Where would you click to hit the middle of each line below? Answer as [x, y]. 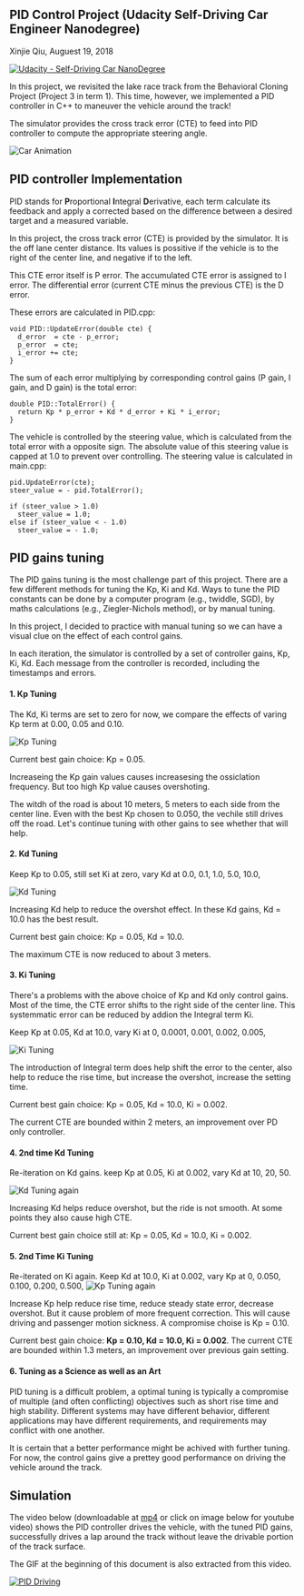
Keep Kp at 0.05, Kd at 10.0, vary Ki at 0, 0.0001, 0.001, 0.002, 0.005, [137, 1033]
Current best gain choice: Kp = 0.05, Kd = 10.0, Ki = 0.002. [119, 1105]
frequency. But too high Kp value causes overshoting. [110, 786]
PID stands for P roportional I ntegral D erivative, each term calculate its [140, 201]
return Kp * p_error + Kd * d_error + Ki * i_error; [119, 412]
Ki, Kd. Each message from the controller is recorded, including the [135, 663]
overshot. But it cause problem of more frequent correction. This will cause [150, 1313]
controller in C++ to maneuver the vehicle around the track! [120, 106]
